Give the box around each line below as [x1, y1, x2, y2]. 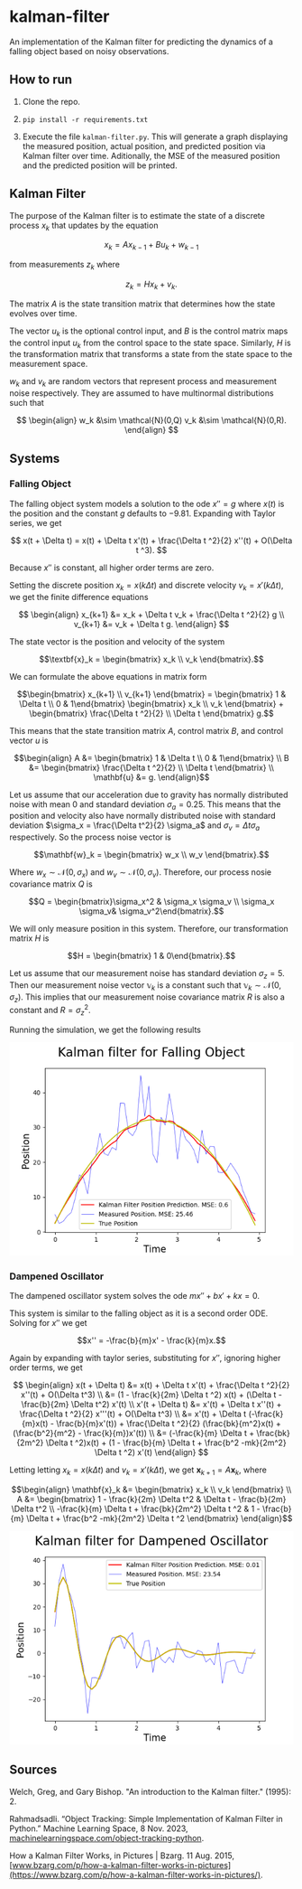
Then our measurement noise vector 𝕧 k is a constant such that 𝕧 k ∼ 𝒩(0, [9, 979, 282, 992]
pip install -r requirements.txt [22, 115, 149, 124]
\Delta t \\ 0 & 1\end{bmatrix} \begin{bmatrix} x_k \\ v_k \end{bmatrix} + [19, 698, 284, 709]
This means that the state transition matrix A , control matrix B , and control [9, 725, 284, 736]
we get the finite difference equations [9, 591, 149, 602]
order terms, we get [9, 1362, 83, 1373]
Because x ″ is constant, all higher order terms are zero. [9, 562, 215, 573]
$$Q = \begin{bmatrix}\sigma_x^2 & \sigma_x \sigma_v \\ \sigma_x [28, 897, 275, 907]
